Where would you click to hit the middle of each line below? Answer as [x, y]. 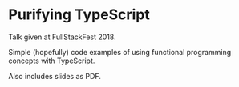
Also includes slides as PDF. [55, 76]
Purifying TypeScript [79, 15]
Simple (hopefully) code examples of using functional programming [119, 52]
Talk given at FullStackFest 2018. [62, 37]
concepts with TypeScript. [52, 61]
